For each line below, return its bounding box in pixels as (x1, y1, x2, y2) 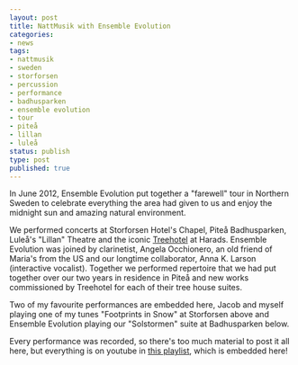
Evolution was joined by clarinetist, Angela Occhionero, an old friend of (9, 244, 273, 254)
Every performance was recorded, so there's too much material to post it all (9, 336, 290, 347)
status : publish (9, 147, 70, 156)
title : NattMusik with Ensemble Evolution (9, 22, 171, 31)
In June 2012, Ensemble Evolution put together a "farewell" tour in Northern (9, 188, 290, 199)
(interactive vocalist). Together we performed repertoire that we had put (9, 263, 276, 274)
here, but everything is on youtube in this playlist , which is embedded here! (9, 345, 288, 356)
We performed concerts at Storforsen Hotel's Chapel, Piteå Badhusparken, (9, 225, 287, 236)
